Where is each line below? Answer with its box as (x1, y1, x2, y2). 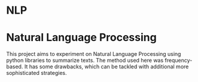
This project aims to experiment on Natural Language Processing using (6, 51, 181, 58)
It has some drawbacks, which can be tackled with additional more (24, 63, 189, 70)
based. (6, 63, 23, 70)
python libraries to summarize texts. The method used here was (6, 57, 164, 64)
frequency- (165, 57, 193, 64)
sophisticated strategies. (6, 70, 67, 77)
